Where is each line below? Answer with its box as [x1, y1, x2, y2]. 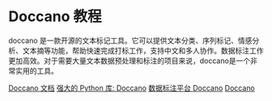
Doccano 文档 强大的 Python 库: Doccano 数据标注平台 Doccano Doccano [8, 82, 255, 93]
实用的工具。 [15, 65, 58, 75]
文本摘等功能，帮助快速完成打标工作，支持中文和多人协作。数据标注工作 [22, 45, 264, 55]
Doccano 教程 [8, 7, 103, 26]
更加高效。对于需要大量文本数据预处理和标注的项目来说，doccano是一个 [8, 56, 251, 65]
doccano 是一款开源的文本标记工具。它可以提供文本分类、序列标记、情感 [8, 36, 253, 45]
